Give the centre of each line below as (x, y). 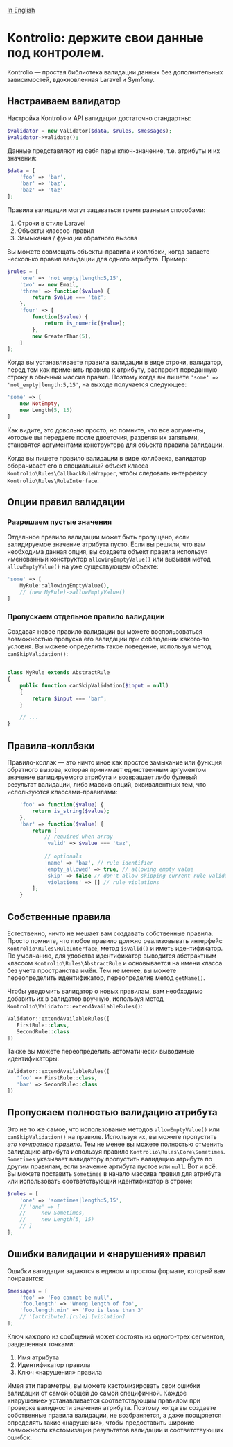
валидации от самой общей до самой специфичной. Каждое (97, 1393)
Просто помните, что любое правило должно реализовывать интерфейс (115, 940)
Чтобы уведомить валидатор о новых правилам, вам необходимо (105, 991)
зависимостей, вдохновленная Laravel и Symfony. (81, 79)
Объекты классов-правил (55, 230)
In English (21, 10)
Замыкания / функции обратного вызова (77, 238)
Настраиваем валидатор (64, 101)
